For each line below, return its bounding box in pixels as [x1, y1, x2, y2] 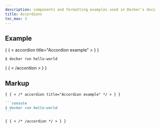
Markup [5, 79, 30, 88]
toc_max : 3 [5, 16, 27, 21]
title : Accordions [5, 12, 42, 17]
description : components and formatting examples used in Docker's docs [5, 7, 156, 12]
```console [5, 101, 27, 106]
